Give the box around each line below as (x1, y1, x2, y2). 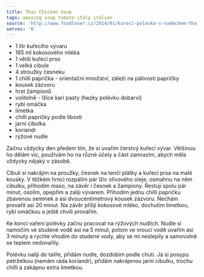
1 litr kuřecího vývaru (15, 43, 68, 50)
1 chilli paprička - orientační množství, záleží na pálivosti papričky (15, 75, 179, 82)
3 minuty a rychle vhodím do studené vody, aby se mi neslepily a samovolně (6, 233, 197, 240)
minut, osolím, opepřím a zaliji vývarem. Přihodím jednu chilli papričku (6, 189, 181, 196)
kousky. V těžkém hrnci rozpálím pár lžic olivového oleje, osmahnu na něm (6, 176, 193, 183)
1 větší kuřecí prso (15, 55, 61, 63)
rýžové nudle (15, 133, 49, 140)
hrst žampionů (15, 87, 52, 95)
